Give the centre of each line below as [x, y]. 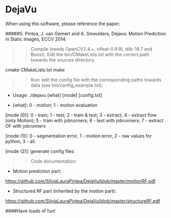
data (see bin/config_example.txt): [67, 85]
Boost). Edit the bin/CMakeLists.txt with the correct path [90, 54]
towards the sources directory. [63, 60]
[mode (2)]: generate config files [40, 151]
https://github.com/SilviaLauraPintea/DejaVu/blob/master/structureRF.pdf [83, 201]
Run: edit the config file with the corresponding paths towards [96, 80]
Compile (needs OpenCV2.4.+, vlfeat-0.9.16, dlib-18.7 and [91, 49]
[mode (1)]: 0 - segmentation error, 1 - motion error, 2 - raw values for [79, 136]
